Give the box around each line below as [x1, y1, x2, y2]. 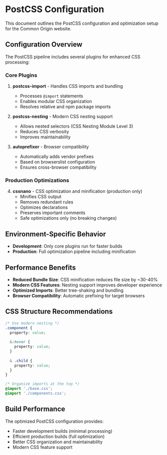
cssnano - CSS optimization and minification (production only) [12, 188, 142, 194]
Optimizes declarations [20, 205, 68, 211]
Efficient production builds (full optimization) [12, 433, 105, 439]
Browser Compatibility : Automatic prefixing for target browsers [12, 292, 145, 298]
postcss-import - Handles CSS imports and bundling [12, 83, 123, 89]
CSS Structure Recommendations [5, 307, 113, 316]
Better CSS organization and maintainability [12, 438, 103, 445]
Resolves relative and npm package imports [20, 104, 111, 110]
